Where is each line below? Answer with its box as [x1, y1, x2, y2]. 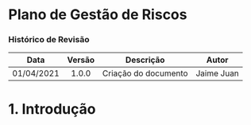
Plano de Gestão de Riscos [8, 6, 187, 24]
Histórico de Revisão [8, 34, 90, 45]
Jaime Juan [195, 68, 240, 79]
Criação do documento [102, 68, 188, 79]
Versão [67, 54, 95, 65]
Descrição [125, 54, 165, 65]
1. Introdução [8, 100, 96, 118]
